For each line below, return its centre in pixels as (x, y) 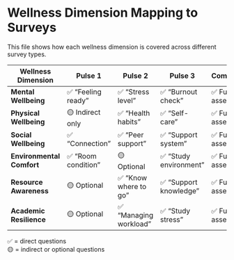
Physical (25, 113)
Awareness (30, 190)
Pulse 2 (135, 76)
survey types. (27, 54)
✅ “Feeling (84, 92)
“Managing (135, 215)
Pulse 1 (89, 76)
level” (127, 100)
